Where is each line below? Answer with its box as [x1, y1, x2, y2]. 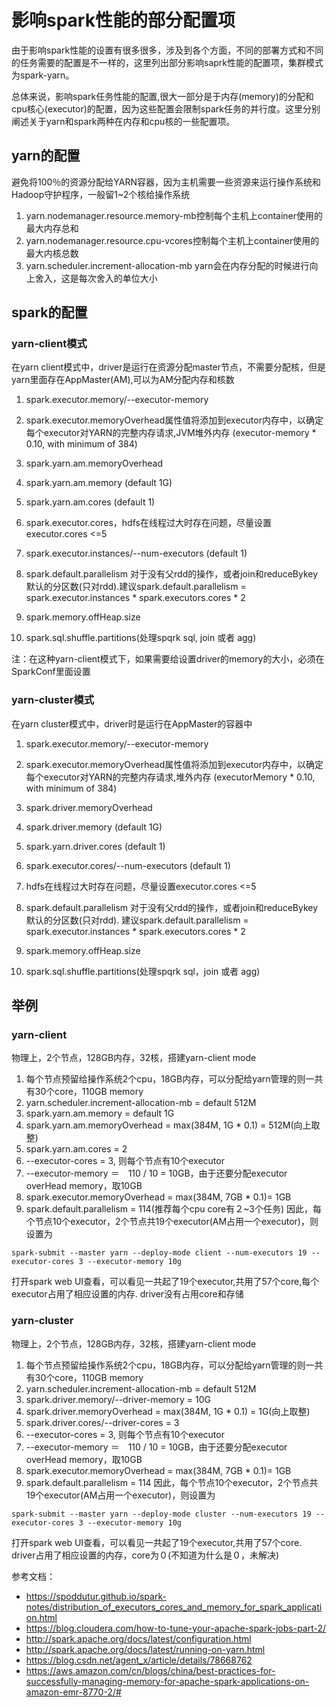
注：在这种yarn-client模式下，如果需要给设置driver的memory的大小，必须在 [11, 653, 325, 665]
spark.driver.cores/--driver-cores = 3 [25, 1416, 180, 1428]
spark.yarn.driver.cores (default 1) [25, 840, 166, 852]
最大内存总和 [25, 222, 79, 234]
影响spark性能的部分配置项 [11, 9, 236, 32]
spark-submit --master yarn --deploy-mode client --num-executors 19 [11, 1248, 308, 1258]
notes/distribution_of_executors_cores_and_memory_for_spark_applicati [25, 1601, 323, 1613]
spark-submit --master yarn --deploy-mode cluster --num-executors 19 [11, 1509, 312, 1519]
